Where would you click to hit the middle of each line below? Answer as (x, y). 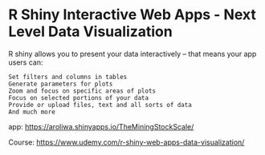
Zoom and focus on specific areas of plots (82, 91)
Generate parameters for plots (61, 84)
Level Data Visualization (90, 32)
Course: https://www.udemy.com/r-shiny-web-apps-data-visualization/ (126, 142)
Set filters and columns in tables (68, 77)
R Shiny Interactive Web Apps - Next (132, 15)
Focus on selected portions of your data (79, 97)
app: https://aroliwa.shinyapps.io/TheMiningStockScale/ (101, 126)
